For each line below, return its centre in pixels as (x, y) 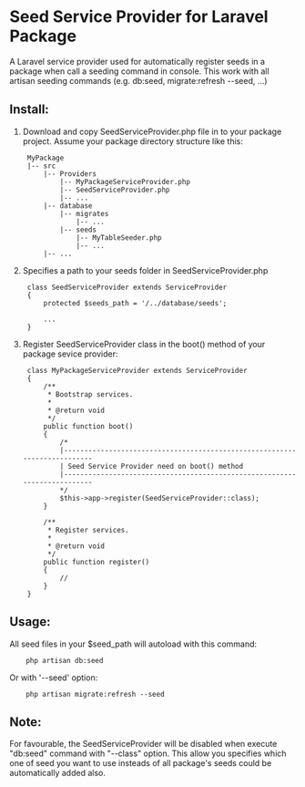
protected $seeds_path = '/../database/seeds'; (135, 303)
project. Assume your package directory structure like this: (132, 141)
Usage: (30, 622)
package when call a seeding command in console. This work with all (140, 71)
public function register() (97, 562)
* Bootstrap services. (90, 394)
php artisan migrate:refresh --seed (96, 694)
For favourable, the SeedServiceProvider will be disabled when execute (143, 744)
